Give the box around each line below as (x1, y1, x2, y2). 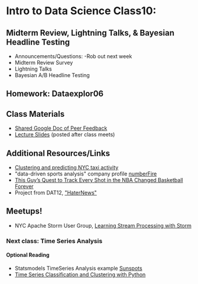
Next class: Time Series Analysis (6, 237, 103, 245)
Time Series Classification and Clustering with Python (14, 271, 146, 278)
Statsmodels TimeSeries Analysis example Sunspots (14, 264, 143, 272)
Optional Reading (6, 251, 50, 259)
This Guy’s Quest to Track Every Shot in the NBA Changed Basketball (14, 177, 183, 184)
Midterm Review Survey (14, 59, 73, 66)
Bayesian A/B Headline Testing (14, 72, 90, 78)
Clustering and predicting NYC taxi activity (14, 164, 119, 171)
